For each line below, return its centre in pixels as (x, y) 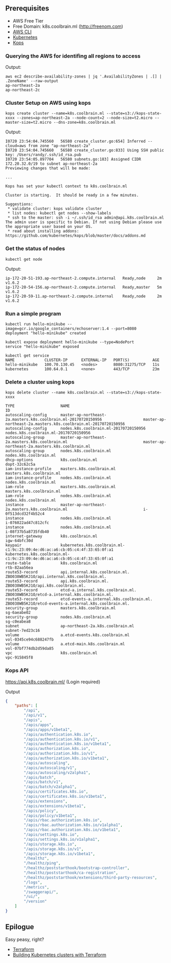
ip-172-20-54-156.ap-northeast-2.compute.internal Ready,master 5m (83, 287)
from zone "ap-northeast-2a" (59, 146)
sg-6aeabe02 (18, 613)
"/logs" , (33, 882)
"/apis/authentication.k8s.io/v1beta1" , (68, 744)
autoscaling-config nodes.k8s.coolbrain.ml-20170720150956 (75, 429)
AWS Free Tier (28, 21)
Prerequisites (27, 8)
